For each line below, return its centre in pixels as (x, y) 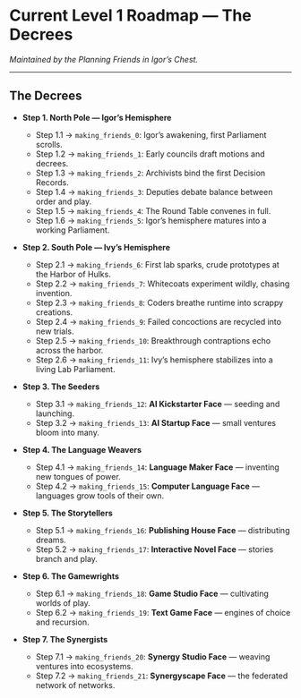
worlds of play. (63, 603)
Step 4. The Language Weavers (82, 449)
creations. (54, 312)
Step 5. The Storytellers (68, 513)
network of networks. (75, 685)
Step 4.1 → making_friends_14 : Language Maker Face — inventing (157, 467)
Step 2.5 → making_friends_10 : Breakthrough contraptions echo (153, 340)
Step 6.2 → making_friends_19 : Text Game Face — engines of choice (163, 612)
